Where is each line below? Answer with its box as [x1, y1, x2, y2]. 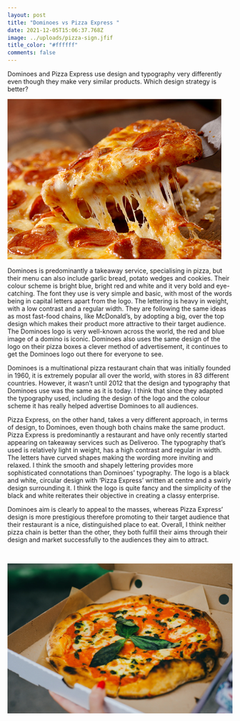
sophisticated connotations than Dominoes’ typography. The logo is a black [7, 468, 230, 477]
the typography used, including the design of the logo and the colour [7, 394, 211, 403]
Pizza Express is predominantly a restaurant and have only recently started [7, 430, 228, 439]
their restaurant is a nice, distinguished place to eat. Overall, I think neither [7, 520, 226, 528]
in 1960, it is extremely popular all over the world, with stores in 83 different [7, 371, 229, 380]
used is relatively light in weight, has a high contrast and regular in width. [7, 446, 222, 454]
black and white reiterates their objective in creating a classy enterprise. [7, 491, 220, 500]
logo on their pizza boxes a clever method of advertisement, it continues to [7, 343, 229, 351]
